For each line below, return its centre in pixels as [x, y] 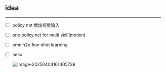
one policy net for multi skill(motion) [49, 35]
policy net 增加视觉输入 [36, 25]
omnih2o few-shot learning [40, 45]
